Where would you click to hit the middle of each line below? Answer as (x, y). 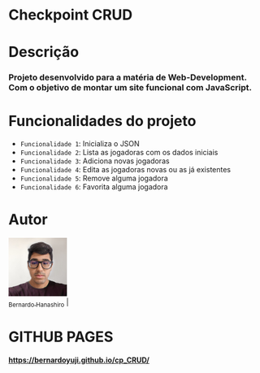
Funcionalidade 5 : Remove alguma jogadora (94, 178)
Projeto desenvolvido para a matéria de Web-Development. (128, 77)
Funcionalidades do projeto (102, 121)
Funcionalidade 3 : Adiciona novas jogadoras (95, 161)
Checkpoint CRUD (71, 15)
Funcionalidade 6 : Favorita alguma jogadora (94, 187)
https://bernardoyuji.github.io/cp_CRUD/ (79, 360)
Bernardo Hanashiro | (39, 303)
